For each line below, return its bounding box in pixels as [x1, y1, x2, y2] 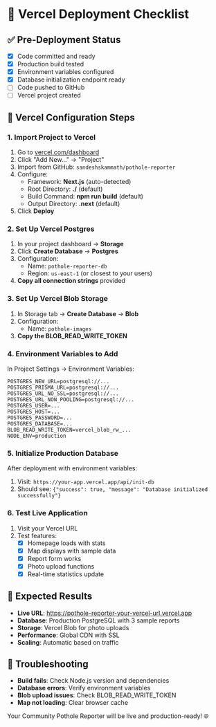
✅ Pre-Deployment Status [7, 34, 121, 46]
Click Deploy [17, 207, 55, 215]
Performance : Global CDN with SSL [17, 631, 120, 639]
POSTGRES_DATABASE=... [7, 420, 73, 427]
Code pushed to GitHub [17, 83, 85, 92]
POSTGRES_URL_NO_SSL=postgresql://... [7, 390, 119, 397]
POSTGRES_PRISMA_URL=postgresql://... [7, 384, 119, 391]
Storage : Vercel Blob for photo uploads [17, 623, 129, 632]
